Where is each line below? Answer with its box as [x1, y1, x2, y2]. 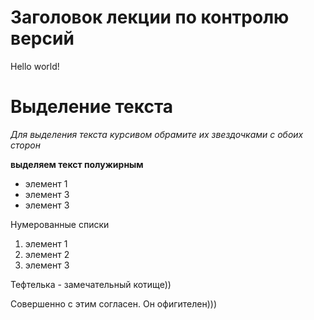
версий [10, 27, 75, 50]
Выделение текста [10, 96, 174, 118]
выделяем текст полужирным [10, 158, 144, 170]
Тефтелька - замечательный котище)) [10, 278, 172, 290]
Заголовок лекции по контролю [10, 6, 290, 29]
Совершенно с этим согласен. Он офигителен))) [10, 297, 217, 310]
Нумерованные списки [10, 218, 110, 230]
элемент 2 [24, 248, 70, 260]
